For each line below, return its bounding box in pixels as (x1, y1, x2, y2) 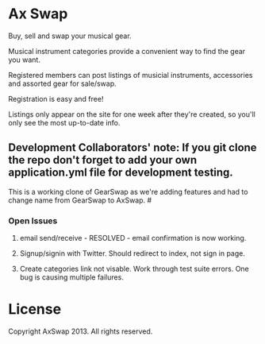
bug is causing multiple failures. (19, 272, 125, 282)
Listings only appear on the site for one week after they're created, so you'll (8, 109, 255, 119)
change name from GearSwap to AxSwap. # (8, 195, 152, 205)
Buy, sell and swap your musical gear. (8, 31, 132, 41)
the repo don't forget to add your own (8, 153, 197, 167)
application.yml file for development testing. (8, 166, 234, 180)
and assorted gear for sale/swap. (8, 79, 117, 88)
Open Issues (8, 215, 58, 226)
